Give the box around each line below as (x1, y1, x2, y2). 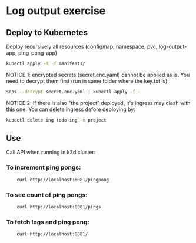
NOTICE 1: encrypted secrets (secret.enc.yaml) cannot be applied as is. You (6, 71, 190, 78)
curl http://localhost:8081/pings (16, 204, 101, 210)
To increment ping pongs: (6, 163, 81, 171)
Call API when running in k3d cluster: (6, 148, 96, 156)
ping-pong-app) (18, 49, 58, 56)
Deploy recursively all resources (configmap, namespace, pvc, (6, 43, 158, 50)
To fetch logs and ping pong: (6, 218, 90, 226)
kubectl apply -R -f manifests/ (6, 60, 85, 66)
